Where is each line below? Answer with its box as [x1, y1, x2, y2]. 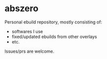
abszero [4, 3, 39, 14]
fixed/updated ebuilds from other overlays [11, 34, 97, 39]
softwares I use [11, 28, 43, 34]
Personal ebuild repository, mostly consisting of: [4, 19, 103, 25]
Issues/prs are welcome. [4, 48, 54, 54]
